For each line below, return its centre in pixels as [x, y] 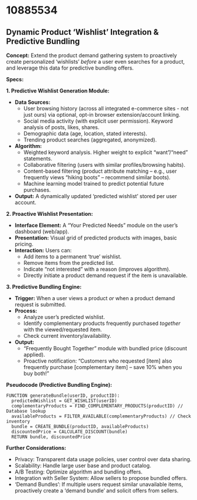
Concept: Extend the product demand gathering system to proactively [91, 55]
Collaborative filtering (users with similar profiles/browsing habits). [104, 165]
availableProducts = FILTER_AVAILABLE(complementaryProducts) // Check [101, 416]
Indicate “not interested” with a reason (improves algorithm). [97, 269]
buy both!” [36, 373]
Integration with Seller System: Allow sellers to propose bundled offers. [101, 478]
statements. [38, 159]
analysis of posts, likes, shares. [61, 127]
